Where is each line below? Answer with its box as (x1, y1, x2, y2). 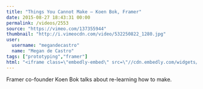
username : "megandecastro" (11, 43, 80, 49)
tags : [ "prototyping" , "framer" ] (6, 54, 88, 60)
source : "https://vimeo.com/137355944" (6, 25, 107, 32)
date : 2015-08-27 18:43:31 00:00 (6, 14, 91, 20)
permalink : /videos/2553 (6, 20, 69, 26)
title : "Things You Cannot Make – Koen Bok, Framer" (6, 8, 142, 15)
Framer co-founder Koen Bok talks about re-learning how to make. (6, 76, 172, 83)
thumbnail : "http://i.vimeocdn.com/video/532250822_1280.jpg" (6, 31, 166, 37)
